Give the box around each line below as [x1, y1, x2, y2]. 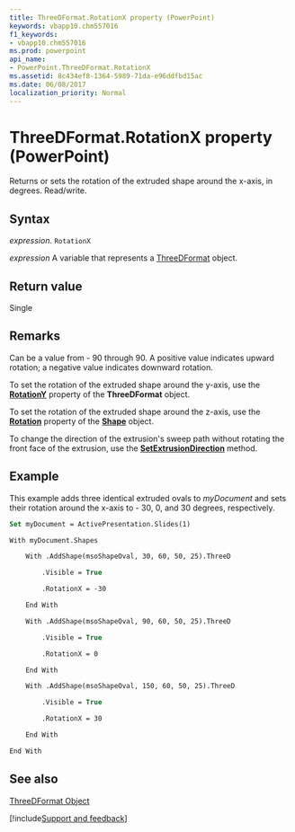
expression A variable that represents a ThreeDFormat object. [9, 252, 238, 263]
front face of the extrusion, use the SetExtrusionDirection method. [9, 442, 258, 454]
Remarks [9, 329, 61, 344]
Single [9, 303, 33, 314]
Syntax [9, 211, 50, 226]
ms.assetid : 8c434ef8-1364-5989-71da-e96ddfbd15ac [9, 72, 203, 81]
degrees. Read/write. [9, 185, 87, 196]
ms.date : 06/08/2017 [9, 80, 87, 89]
